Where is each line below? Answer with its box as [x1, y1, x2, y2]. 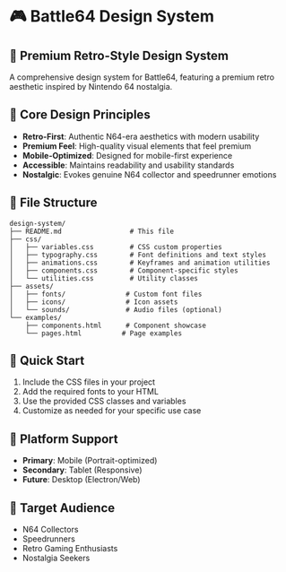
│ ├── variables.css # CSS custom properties [9, 242, 222, 251]
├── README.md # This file [9, 227, 175, 236]
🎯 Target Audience [9, 500, 116, 516]
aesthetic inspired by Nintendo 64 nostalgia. [9, 82, 173, 91]
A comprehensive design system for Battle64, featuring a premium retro [9, 72, 275, 82]
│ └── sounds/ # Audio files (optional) [9, 305, 222, 314]
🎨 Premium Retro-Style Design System [9, 48, 229, 63]
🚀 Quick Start [9, 353, 85, 368]
